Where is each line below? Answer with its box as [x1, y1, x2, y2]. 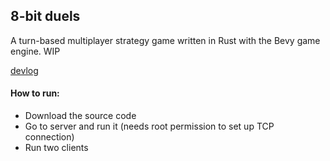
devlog [10, 64, 39, 76]
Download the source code [24, 110, 137, 122]
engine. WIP [10, 45, 61, 57]
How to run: [10, 87, 60, 99]
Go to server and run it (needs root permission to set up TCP [24, 120, 275, 133]
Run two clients [24, 142, 89, 154]
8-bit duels [10, 8, 81, 25]
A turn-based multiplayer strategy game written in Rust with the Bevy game [10, 34, 321, 46]
